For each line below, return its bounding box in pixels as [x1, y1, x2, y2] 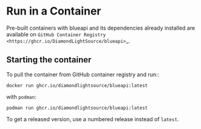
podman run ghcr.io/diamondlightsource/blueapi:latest [6, 105, 148, 111]
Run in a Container [6, 4, 101, 18]
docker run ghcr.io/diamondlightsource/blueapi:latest [6, 82, 148, 88]
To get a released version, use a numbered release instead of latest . [6, 115, 179, 122]
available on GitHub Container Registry [6, 30, 106, 38]
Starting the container [6, 55, 92, 65]
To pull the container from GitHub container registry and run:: [6, 71, 160, 78]
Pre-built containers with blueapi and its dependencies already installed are [6, 24, 196, 31]
